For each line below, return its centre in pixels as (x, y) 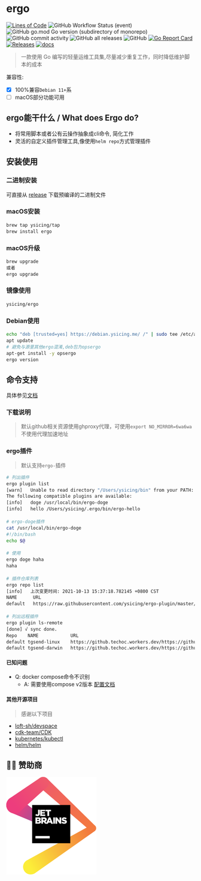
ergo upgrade (22, 274)
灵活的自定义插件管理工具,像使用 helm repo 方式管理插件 (83, 141)
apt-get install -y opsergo (41, 353)
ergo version (22, 360)
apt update (20, 341)
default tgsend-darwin (34, 648)
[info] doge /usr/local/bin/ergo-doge (57, 503)
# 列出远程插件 (22, 617)
